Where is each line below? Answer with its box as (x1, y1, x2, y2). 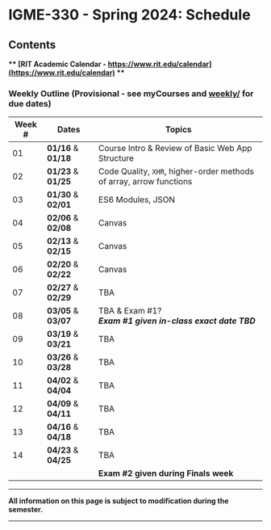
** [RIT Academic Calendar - (8, 59, 106, 69)
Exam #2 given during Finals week (98, 468, 234, 479)
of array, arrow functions (98, 176, 193, 187)
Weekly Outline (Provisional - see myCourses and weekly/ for (8, 87, 254, 99)
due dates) (8, 98, 52, 109)
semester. (8, 505, 43, 515)
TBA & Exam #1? (98, 305, 162, 317)
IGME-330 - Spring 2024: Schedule (8, 6, 252, 24)
